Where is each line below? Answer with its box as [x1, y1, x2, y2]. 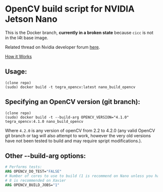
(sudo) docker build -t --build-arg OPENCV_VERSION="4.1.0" [5, 115, 130, 119]
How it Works [5, 53, 32, 59]
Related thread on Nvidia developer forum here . [5, 44, 100, 50]
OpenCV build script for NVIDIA [5, 3, 135, 15]
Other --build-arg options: [5, 151, 86, 160]
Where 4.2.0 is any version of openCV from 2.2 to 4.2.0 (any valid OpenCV [5, 127, 155, 133]
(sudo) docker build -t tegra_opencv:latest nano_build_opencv [5, 85, 136, 89]
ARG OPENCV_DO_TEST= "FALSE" [5, 169, 62, 174]
